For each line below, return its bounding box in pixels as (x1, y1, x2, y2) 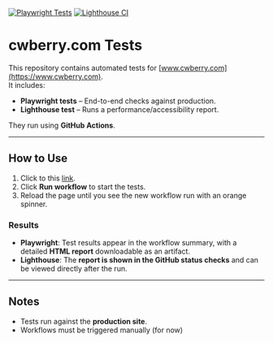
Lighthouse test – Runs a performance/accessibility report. (19, 104, 219, 114)
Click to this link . (19, 173, 76, 183)
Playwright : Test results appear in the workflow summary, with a (19, 238, 237, 248)
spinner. (19, 199, 48, 209)
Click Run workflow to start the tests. (19, 181, 146, 191)
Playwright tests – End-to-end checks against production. (19, 96, 217, 106)
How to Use (8, 151, 68, 166)
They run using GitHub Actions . (8, 120, 115, 130)
